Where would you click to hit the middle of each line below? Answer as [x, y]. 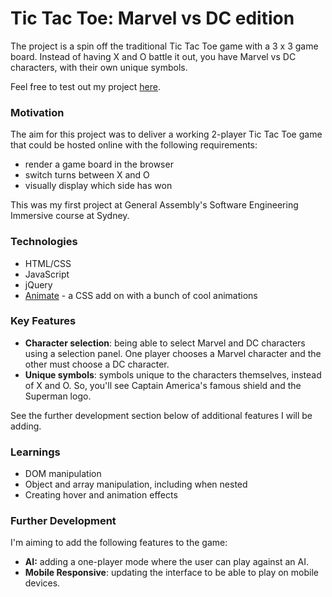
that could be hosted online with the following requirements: [134, 145]
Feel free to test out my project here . [85, 86]
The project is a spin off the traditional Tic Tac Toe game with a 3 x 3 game [164, 46]
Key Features [43, 321]
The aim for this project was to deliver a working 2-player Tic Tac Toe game [166, 134]
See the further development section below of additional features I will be [161, 415]
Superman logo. [58, 396]
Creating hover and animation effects [101, 495]
